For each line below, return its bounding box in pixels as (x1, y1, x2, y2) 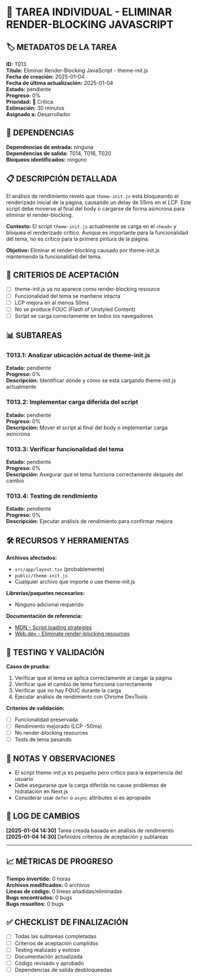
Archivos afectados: (6, 554, 57, 561)
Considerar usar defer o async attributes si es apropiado (14, 794, 151, 801)
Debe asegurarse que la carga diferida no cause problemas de (14, 781, 167, 789)
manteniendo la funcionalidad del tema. (6, 253, 102, 260)
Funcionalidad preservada (14, 716, 78, 723)
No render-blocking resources (14, 730, 88, 737)
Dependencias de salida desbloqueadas (14, 966, 113, 973)
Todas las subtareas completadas (14, 933, 97, 940)
